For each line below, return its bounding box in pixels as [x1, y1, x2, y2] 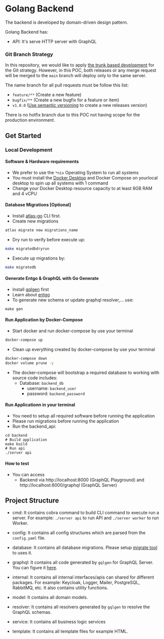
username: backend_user [27, 385, 77, 391]
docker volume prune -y [5, 361, 54, 365]
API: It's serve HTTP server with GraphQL [12, 38, 97, 45]
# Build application [5, 437, 48, 442]
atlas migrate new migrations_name [5, 228, 78, 232]
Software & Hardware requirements [5, 159, 79, 165]
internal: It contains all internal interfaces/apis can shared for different [12, 574, 154, 580]
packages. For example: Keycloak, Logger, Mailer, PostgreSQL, [12, 579, 140, 585]
